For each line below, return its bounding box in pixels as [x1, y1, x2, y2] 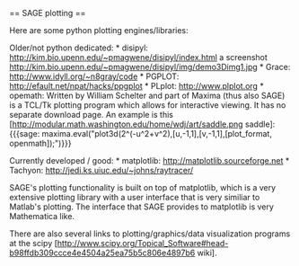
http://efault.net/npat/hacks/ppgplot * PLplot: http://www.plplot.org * [9, 81, 265, 91]
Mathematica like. [9, 211, 75, 221]
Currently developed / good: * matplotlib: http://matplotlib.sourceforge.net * [9, 155, 290, 165]
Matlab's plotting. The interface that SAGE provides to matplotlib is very [9, 201, 274, 212]
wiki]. [197, 247, 217, 258]
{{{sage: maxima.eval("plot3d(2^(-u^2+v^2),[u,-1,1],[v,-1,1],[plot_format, [9, 129, 272, 138]
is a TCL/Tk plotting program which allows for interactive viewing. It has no [9, 100, 286, 111]
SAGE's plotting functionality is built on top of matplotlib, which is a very [9, 182, 277, 192]
